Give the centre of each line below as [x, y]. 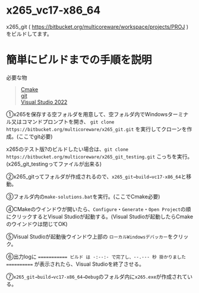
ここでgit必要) [36, 136]
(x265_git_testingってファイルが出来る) [54, 164]
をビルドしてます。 [29, 34]
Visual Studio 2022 [44, 102]
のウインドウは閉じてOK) [37, 224]
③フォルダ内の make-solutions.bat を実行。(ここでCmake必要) [83, 196]
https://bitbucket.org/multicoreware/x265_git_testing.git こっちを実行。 [99, 156]
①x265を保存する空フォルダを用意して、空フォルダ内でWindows [87, 114]
